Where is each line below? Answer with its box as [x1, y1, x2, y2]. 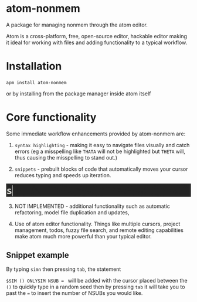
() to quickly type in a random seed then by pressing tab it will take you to [6, 283, 185, 290]
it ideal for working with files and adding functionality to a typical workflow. [6, 39, 188, 46]
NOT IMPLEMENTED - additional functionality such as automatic [14, 203, 170, 210]
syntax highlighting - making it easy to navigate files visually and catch [14, 141, 190, 148]
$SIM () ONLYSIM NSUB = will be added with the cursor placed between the [6, 277, 188, 284]
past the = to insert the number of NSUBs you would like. [6, 290, 143, 297]
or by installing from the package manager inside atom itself [6, 90, 151, 97]
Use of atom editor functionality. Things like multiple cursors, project [14, 220, 181, 228]
